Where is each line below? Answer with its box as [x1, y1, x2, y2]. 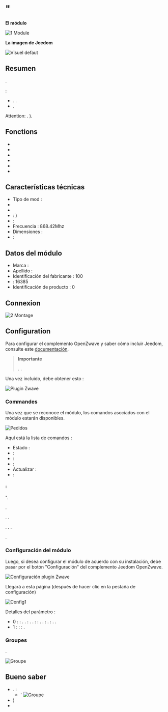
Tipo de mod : [12, 196, 42, 203]
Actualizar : [12, 466, 37, 472]
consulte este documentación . [5, 346, 69, 352]
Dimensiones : [12, 229, 43, 235]
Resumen [5, 64, 36, 73]
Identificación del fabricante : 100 [12, 273, 83, 279]
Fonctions [5, 128, 38, 136]
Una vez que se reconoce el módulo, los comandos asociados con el [5, 410, 150, 416]
